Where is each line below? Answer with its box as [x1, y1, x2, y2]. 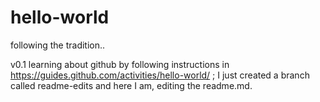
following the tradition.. [10, 39, 106, 51]
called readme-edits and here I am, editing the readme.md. [10, 79, 253, 91]
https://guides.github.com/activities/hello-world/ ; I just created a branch [10, 69, 310, 81]
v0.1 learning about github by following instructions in [10, 58, 230, 70]
